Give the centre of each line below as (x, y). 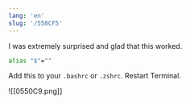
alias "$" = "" (30, 61)
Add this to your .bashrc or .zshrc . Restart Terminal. (95, 76)
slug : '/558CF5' (35, 23)
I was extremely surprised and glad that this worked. (95, 46)
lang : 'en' (27, 16)
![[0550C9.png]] (35, 91)
